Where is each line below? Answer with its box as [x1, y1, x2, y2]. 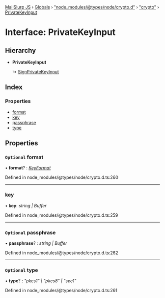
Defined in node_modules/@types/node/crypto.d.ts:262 [5, 250, 119, 256]
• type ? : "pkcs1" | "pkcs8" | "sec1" [5, 278, 77, 284]
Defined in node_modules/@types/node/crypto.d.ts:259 [5, 212, 118, 218]
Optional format [5, 154, 44, 161]
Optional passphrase [5, 229, 56, 236]
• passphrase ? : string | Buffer [5, 240, 67, 246]
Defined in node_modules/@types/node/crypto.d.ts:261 [5, 288, 118, 294]
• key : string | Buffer [5, 202, 47, 208]
